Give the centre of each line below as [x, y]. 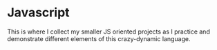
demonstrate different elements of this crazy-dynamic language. [99, 38]
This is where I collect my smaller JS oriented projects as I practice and [109, 32]
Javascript [39, 13]
